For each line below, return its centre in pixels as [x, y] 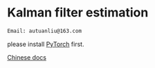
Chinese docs [27, 57]
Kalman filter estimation [78, 13]
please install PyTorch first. [46, 44]
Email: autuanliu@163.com [44, 31]
